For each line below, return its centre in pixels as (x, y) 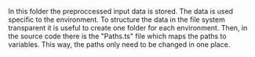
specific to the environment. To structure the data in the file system (117, 20)
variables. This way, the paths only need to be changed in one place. (119, 45)
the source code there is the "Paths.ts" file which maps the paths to (117, 36)
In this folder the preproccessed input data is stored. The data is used (121, 11)
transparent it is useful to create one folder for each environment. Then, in (128, 28)
